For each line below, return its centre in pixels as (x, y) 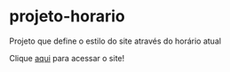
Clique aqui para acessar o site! (67, 58)
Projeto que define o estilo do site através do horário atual (115, 41)
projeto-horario (67, 16)
